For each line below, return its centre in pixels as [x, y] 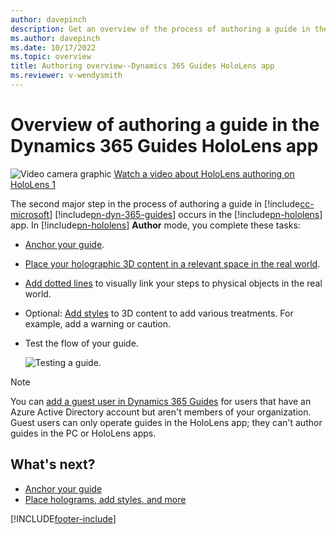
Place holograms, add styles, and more [105, 499]
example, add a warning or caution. [98, 323]
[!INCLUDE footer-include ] [63, 518]
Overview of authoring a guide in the [165, 125]
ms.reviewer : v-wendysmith [66, 76]
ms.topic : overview [51, 57]
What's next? [53, 464]
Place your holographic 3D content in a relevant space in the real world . [172, 263]
